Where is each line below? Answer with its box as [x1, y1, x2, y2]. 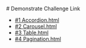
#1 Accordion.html [14, 17, 59, 23]
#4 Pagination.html [14, 36, 61, 42]
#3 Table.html [14, 29, 49, 36]
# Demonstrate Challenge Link [6, 5, 81, 12]
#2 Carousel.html [14, 23, 58, 30]
